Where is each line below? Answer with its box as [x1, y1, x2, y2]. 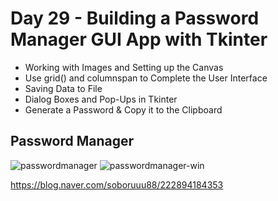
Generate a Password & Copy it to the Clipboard [24, 103, 223, 116]
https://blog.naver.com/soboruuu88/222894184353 [10, 178, 224, 191]
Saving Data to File [24, 82, 103, 94]
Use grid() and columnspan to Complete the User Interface [24, 72, 268, 84]
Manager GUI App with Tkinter [10, 28, 268, 51]
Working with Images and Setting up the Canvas [24, 61, 224, 73]
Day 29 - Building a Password [10, 7, 260, 30]
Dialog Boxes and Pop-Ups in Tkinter [24, 93, 178, 105]
